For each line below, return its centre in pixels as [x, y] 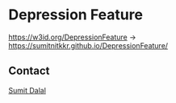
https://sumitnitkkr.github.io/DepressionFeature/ [88, 45]
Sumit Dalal [27, 90]
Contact [29, 71]
